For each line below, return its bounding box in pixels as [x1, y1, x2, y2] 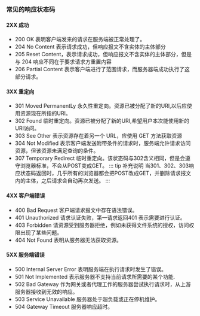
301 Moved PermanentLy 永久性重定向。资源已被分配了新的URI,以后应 [14, 102, 187, 110]
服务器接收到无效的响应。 [14, 288, 78, 295]
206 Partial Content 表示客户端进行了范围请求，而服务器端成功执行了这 [14, 66, 190, 73]
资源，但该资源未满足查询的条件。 [14, 147, 99, 154]
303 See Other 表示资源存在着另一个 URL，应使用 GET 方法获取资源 [14, 132, 183, 139]
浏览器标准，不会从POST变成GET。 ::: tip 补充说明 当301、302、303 [20, 162, 189, 169]
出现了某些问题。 [20, 229, 63, 236]
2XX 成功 [6, 21, 29, 28]
